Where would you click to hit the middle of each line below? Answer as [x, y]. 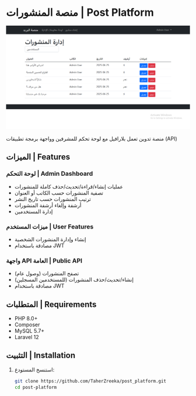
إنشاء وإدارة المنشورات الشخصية [50, 239]
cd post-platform [36, 387]
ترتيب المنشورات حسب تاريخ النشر [53, 199]
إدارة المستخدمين [34, 211]
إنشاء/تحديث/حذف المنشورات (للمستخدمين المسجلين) [74, 280]
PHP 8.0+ [26, 319]
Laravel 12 [27, 337]
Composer [27, 325]
